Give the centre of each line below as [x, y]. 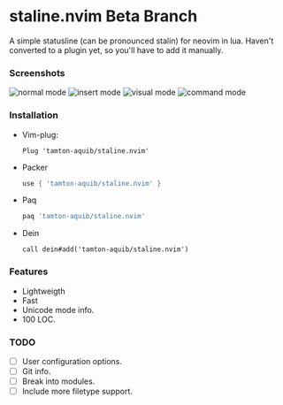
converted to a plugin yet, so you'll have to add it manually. [116, 50]
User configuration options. [72, 361]
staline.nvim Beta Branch [103, 16]
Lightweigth [43, 291]
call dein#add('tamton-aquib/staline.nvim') [105, 249]
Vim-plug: [40, 134]
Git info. [36, 371]
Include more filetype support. [77, 392]
